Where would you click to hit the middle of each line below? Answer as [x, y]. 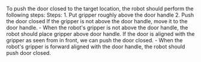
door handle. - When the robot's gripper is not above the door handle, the [97, 27]
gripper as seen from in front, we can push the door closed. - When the [94, 40]
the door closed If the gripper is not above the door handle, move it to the [97, 21]
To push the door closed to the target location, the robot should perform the [100, 9]
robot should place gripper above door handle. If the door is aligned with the [100, 34]
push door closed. [28, 53]
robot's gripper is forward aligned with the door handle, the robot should [96, 46]
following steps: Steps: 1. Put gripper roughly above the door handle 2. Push [100, 15]
